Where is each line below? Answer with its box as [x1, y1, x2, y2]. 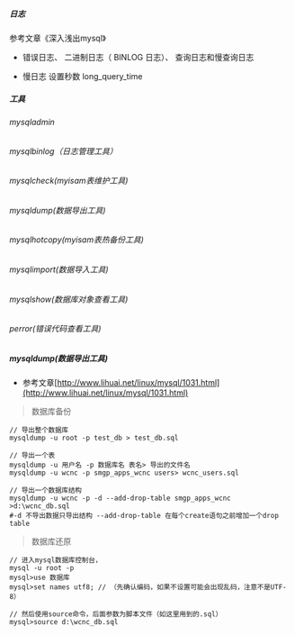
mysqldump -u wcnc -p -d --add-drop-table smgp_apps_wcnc [9, 494, 231, 503]
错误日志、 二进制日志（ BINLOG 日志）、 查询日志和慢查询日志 [22, 51, 255, 62]
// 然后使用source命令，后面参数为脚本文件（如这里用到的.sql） [9, 610, 223, 619]
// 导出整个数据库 [9, 426, 69, 435]
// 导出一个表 [9, 451, 56, 460]
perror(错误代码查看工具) [9, 323, 102, 334]
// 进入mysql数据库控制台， [9, 556, 103, 565]
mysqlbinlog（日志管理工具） [9, 145, 118, 157]
